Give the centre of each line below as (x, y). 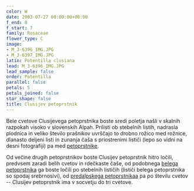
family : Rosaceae (27, 33)
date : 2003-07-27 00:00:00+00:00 (47, 17)
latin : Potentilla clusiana (41, 60)
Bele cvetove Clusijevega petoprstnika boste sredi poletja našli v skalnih (93, 121)
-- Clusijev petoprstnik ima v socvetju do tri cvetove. (70, 182)
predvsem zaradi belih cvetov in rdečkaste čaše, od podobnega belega (92, 163)
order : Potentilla (29, 77)
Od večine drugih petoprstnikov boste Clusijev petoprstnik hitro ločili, (90, 157)
